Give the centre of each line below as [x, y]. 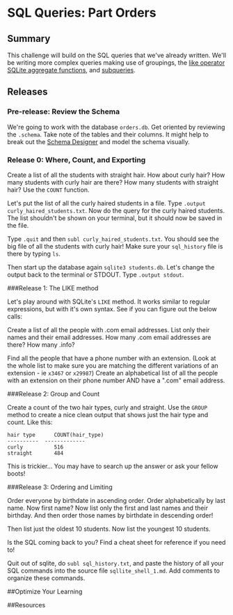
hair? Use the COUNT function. [48, 189]
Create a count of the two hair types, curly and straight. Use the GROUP [107, 407]
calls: [15, 316]
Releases [27, 92]
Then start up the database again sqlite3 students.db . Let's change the [111, 267]
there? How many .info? [41, 344]
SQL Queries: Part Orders [82, 13]
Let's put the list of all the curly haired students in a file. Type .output [106, 203]
